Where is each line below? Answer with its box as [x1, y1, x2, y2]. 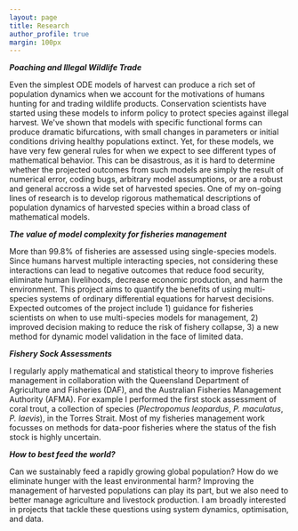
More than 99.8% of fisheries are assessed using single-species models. [9, 246, 278, 257]
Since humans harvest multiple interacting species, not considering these [9, 255, 278, 267]
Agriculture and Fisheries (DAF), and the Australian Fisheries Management [9, 384, 282, 396]
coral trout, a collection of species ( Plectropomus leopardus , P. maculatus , [9, 404, 284, 414]
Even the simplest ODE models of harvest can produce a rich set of [9, 79, 256, 90]
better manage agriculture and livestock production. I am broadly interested [9, 495, 286, 505]
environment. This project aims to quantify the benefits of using [9, 284, 243, 294]
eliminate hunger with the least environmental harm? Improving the [9, 476, 254, 487]
